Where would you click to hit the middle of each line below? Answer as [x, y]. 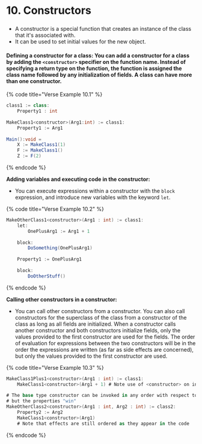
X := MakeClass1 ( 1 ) [41, 145]
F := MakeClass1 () [40, 151]
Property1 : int [38, 111]
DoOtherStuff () [47, 276]
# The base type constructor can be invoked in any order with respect [98, 396]
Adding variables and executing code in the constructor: [78, 179]
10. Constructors [49, 11]
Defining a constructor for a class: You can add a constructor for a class [98, 55]
